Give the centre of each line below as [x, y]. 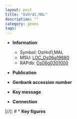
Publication [24, 72]
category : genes [22, 24]
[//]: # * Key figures [25, 111]
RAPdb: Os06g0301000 [44, 63]
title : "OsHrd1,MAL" [27, 14]
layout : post [19, 10]
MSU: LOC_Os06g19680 [44, 57]
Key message [27, 92]
